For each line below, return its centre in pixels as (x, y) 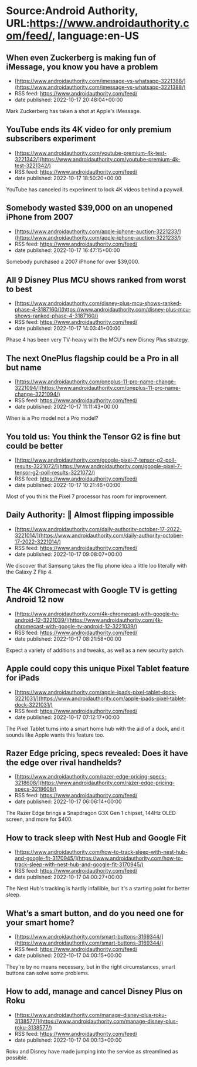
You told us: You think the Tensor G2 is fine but (93, 437)
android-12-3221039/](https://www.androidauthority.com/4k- (89, 620)
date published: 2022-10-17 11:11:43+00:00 (66, 407)
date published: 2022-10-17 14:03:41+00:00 (68, 329)
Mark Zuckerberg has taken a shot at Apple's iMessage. (74, 111)
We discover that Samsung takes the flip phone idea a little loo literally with (97, 565)
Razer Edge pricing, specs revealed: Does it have (97, 753)
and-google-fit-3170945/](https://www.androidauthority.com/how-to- (99, 859)
